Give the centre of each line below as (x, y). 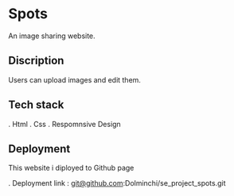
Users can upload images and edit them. (75, 79)
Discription (36, 61)
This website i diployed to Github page (71, 168)
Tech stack (36, 105)
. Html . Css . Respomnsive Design (64, 124)
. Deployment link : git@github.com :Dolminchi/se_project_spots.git (117, 183)
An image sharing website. (52, 36)
